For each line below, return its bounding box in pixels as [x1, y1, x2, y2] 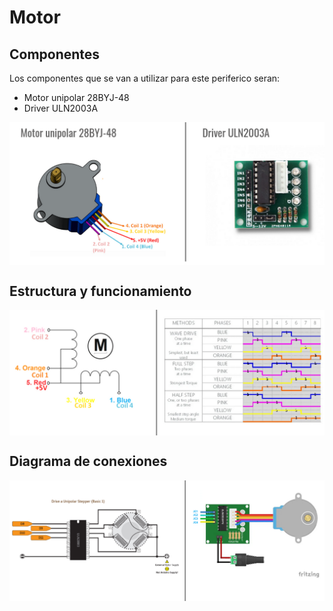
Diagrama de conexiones [9, 453, 168, 470]
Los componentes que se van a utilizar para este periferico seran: [9, 72, 281, 84]
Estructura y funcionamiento [9, 282, 192, 300]
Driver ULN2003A [23, 102, 99, 114]
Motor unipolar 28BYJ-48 [23, 92, 130, 103]
